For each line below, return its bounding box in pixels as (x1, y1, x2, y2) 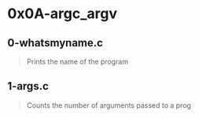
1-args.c (7, 79, 49, 93)
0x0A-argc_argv (7, 5, 117, 23)
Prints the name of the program (26, 57, 129, 66)
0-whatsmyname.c (7, 36, 104, 50)
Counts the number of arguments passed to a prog (26, 100, 192, 110)
